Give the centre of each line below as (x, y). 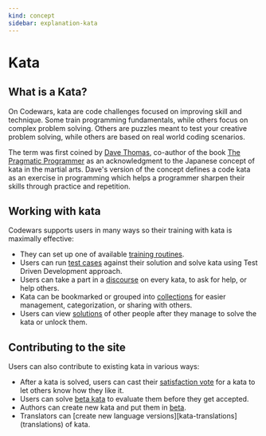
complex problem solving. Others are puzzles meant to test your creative (128, 128)
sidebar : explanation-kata (53, 23)
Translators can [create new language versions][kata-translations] (128, 416)
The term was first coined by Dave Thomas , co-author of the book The (124, 152)
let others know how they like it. (72, 390)
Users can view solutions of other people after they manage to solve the (138, 314)
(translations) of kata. (55, 425)
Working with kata (55, 211)
